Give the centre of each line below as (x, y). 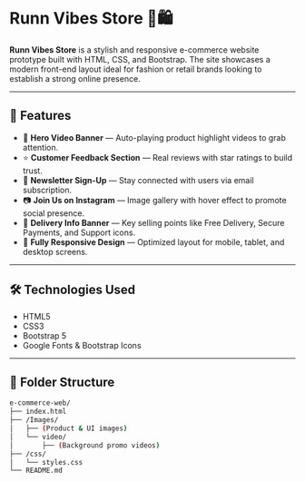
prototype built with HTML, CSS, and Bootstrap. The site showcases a (140, 59)
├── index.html (38, 412)
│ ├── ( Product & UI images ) (69, 428)
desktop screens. (55, 251)
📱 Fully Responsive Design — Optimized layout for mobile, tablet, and (153, 241)
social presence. (53, 213)
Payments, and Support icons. (79, 232)
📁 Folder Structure (62, 382)
